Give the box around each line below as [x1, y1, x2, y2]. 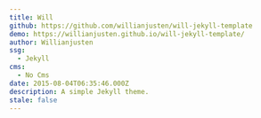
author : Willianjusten [9, 37, 94, 47]
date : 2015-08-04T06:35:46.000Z [9, 79, 129, 88]
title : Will [9, 12, 53, 22]
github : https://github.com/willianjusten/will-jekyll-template [9, 21, 253, 30]
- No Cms [17, 71, 50, 80]
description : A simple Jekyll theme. [9, 87, 150, 96]
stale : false [9, 95, 58, 105]
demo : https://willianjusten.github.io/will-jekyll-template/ [9, 29, 245, 38]
